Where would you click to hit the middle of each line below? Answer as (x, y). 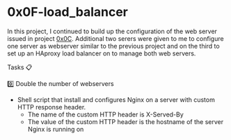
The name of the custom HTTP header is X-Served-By (106, 114)
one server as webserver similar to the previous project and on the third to (114, 46)
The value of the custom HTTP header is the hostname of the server (126, 121)
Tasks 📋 (20, 67)
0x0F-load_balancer (68, 12)
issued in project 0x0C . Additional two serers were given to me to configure (115, 38)
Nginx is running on (56, 129)
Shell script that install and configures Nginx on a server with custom (116, 99)
